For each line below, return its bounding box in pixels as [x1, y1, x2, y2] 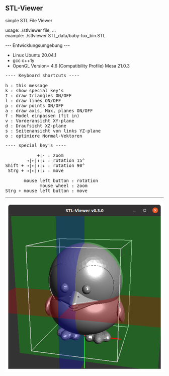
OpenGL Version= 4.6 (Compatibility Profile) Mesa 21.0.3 [12, 62, 130, 69]
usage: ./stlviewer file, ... [5, 27, 56, 33]
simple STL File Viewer [5, 17, 53, 23]
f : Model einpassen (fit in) [5, 113, 80, 118]
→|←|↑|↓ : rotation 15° [26, 157, 85, 163]
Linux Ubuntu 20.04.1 [12, 52, 57, 58]
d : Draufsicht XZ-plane [5, 123, 66, 129]
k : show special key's [5, 88, 64, 93]
